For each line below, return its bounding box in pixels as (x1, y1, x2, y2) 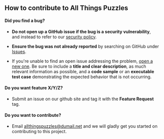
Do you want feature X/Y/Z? (4, 85, 63, 91)
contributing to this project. (11, 129, 67, 134)
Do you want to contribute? (4, 112, 61, 118)
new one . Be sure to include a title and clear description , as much (11, 63, 146, 69)
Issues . (11, 49, 27, 55)
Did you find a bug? (4, 17, 45, 24)
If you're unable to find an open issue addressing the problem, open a (11, 58, 153, 64)
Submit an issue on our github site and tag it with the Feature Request (11, 96, 154, 102)
